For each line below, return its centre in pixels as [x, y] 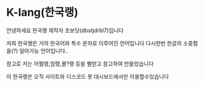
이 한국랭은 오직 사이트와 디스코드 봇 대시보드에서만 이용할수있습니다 [88, 76]
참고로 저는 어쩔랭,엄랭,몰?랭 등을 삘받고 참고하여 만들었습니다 [80, 64]
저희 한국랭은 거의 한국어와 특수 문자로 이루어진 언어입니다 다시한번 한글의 [94, 43]
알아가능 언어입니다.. [44, 51]
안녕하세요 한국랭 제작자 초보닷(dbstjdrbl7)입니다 [65, 30]
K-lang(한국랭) [42, 12]
